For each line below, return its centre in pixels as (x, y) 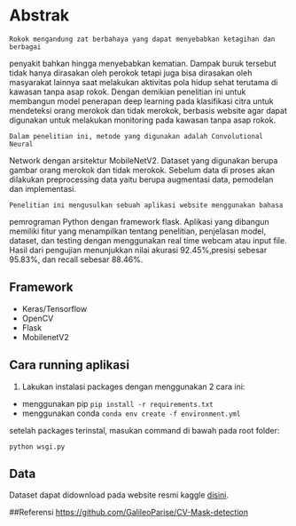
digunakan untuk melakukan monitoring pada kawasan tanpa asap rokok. (143, 120)
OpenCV (38, 318)
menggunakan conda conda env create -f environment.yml (131, 413)
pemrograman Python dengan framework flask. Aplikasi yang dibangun (139, 221)
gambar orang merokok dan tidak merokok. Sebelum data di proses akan (142, 170)
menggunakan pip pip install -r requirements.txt (118, 403)
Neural (21, 144)
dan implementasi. (43, 188)
